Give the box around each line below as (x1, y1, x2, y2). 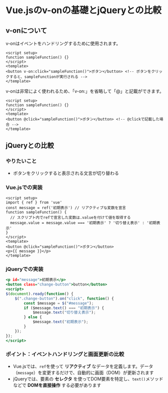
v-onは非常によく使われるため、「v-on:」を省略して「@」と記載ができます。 (6, 88, 164, 94)
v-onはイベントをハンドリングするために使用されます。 (6, 41, 121, 46)
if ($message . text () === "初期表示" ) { (24, 305, 105, 311)
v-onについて (6, 26, 47, 35)
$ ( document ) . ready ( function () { (6, 291, 73, 297)
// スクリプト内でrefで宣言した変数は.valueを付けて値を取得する (10, 215, 131, 220)
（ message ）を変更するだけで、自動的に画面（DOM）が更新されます (13, 369, 154, 375)
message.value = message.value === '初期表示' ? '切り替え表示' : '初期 (10, 220, 157, 225)
